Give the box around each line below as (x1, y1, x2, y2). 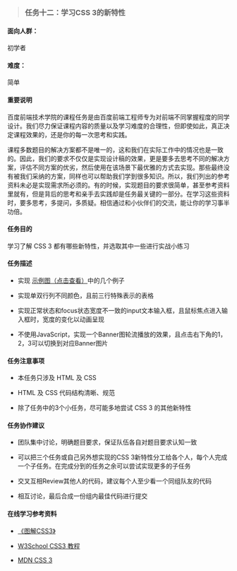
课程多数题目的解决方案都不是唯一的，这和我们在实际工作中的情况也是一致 (7, 145, 224, 154)
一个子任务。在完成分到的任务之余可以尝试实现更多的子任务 (17, 462, 191, 471)
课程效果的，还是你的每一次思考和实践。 (13, 130, 131, 139)
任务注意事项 (7, 356, 44, 365)
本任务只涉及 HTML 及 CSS (17, 374, 97, 382)
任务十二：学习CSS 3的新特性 (24, 7, 126, 17)
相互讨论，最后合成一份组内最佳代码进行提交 (17, 492, 148, 500)
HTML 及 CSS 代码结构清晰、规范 (17, 389, 115, 397)
